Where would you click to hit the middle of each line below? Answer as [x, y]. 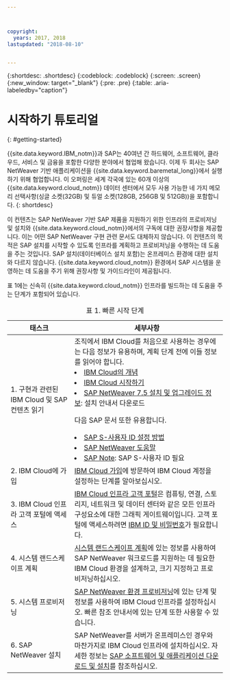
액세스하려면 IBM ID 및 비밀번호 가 [140, 525]
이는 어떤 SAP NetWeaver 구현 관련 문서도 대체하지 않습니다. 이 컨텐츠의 [119, 236]
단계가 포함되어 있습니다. [47, 294]
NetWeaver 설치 [36, 655]
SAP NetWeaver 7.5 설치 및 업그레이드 [144, 393]
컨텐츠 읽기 [27, 410]
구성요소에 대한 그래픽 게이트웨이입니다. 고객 [142, 515]
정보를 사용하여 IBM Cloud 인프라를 [128, 602]
